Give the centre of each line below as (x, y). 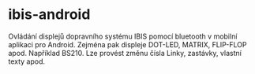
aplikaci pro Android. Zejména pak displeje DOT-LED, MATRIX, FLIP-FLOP (127, 44)
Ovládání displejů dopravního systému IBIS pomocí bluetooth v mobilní (123, 36)
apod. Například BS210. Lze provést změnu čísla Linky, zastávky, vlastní (125, 53)
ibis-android (49, 15)
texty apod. (27, 61)
